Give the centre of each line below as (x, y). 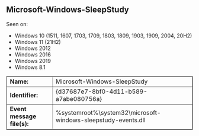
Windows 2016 (33, 54)
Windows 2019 (33, 61)
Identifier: (24, 95)
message (23, 116)
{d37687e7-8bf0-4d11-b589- (102, 91)
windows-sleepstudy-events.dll (101, 120)
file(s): (19, 124)
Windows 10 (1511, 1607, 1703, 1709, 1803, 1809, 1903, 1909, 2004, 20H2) (103, 36)
